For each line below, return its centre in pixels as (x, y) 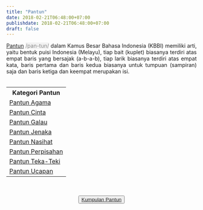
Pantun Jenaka (31, 132)
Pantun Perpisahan (36, 151)
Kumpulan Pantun (101, 200)
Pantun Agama (30, 103)
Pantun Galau (28, 122)
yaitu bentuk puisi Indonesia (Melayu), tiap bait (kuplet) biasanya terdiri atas (101, 52)
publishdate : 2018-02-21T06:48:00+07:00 (58, 23)
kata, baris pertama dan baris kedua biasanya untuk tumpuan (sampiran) (101, 65)
